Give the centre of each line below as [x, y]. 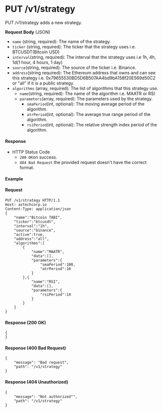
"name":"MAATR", [48, 252]
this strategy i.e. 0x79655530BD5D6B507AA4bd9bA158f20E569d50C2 [84, 78]
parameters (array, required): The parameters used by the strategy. [86, 98]
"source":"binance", [35, 230]
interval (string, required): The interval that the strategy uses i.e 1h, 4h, [84, 57]
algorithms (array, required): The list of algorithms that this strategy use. [85, 88]
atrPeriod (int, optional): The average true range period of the [89, 114]
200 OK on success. [38, 157]
